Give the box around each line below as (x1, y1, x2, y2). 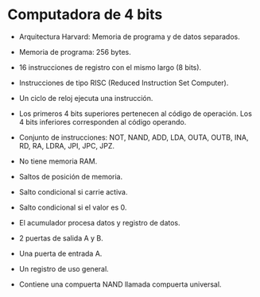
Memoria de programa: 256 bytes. (18, 47, 132, 56)
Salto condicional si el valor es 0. (18, 202, 127, 212)
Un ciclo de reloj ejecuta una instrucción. (18, 93, 153, 102)
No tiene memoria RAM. (18, 156, 98, 166)
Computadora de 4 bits (7, 6, 163, 24)
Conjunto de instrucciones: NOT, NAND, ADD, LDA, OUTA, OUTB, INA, (18, 133, 249, 142)
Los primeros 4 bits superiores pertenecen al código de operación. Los (18, 109, 252, 118)
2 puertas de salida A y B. (18, 233, 104, 243)
